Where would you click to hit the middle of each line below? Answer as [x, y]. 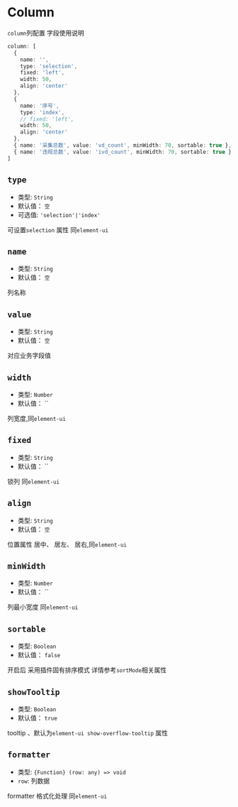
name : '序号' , [40, 106]
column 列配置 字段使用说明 [46, 33]
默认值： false [39, 655]
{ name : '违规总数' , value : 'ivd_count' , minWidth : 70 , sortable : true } [123, 152]
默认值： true [38, 718]
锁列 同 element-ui [34, 481]
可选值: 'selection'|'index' [59, 214]
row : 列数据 [34, 781]
